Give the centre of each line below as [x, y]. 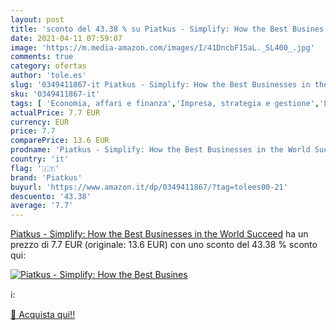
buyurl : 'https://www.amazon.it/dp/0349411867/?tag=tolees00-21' [149, 187]
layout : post [37, 19]
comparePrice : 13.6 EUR [60, 141]
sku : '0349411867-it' [55, 94]
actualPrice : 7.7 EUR [55, 112]
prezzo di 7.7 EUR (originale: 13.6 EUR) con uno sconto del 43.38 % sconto [164, 245]
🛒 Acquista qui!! [43, 315]
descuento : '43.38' [51, 196]
